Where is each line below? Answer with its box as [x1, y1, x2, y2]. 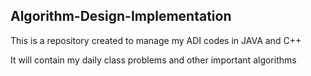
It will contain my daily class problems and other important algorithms [10, 54, 297, 66]
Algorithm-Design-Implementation [10, 8, 232, 25]
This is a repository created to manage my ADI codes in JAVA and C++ [10, 34, 302, 46]
